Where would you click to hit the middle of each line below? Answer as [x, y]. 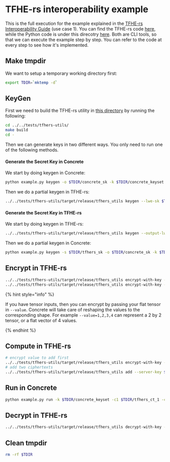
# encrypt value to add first [37, 358]
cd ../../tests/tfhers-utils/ [37, 126]
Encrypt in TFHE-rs [36, 268]
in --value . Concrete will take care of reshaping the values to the [73, 310]
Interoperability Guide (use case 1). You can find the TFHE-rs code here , [80, 28]
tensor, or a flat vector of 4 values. [41, 320]
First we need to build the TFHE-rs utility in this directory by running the [80, 111]
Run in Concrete [31, 388]
